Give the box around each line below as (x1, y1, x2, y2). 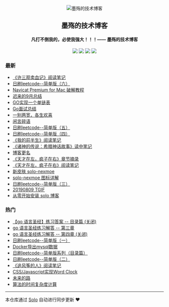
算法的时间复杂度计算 (12, 281, 57, 287)
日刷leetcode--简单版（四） (12, 130, 70, 136)
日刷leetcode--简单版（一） (12, 237, 70, 243)
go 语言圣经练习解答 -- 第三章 (12, 225, 74, 231)
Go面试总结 (12, 105, 37, 111)
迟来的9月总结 (12, 93, 42, 99)
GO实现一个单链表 (12, 99, 50, 105)
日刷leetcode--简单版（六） (12, 80, 70, 86)
